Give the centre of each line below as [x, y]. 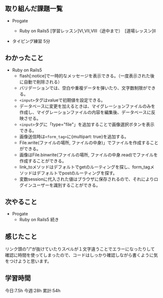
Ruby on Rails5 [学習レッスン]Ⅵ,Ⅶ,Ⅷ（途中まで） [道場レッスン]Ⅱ [88, 31]
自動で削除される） [43, 82]
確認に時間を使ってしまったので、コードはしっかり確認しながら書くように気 [81, 255]
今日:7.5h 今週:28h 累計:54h [33, 291]
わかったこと [24, 58]
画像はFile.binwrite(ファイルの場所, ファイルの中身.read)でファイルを [89, 155]
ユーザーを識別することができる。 [66, 185]
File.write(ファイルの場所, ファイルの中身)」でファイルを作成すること [89, 142]
